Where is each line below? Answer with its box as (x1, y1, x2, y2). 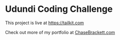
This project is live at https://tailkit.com (5, 20, 84, 26)
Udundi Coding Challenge (5, 3, 113, 15)
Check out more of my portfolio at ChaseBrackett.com (5, 29, 115, 35)
